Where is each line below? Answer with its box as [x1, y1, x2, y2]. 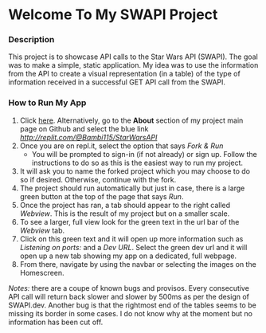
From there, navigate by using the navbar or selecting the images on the [19, 259, 256, 268]
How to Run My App [8, 97, 87, 108]
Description [8, 34, 55, 45]
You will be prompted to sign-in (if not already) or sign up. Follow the [31, 149, 257, 159]
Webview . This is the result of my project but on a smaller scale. [19, 209, 230, 218]
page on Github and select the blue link [19, 123, 149, 133]
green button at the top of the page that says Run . [19, 191, 184, 201]
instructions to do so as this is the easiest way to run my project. [31, 158, 244, 167]
